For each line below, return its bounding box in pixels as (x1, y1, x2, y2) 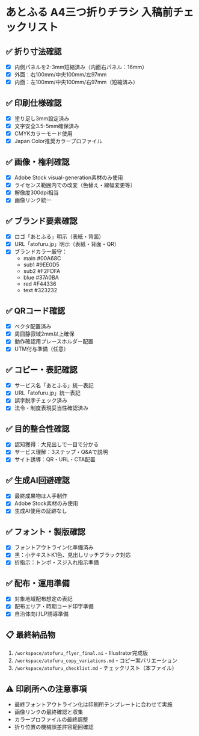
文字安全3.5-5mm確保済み (14, 123, 79, 130)
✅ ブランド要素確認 (5, 216, 78, 226)
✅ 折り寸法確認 (5, 46, 62, 57)
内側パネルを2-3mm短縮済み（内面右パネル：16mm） (14, 64, 148, 70)
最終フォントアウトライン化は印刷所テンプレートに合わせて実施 (14, 701, 173, 708)
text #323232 (23, 287, 58, 294)
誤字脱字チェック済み (14, 397, 67, 404)
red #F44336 (23, 280, 57, 287)
